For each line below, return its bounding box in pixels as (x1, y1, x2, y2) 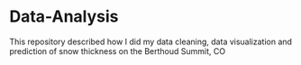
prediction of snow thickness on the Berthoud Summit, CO (9, 45, 226, 56)
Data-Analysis (9, 6, 119, 27)
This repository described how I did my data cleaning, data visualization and (9, 36, 293, 47)
